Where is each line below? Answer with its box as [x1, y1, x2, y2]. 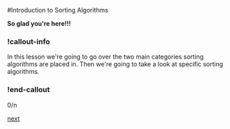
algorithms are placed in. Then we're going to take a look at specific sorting [7, 60, 224, 68]
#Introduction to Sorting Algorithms [7, 6, 109, 14]
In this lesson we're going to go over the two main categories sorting [7, 52, 204, 61]
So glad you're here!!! [7, 20, 72, 27]
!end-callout [7, 85, 50, 95]
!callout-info [7, 36, 51, 46]
